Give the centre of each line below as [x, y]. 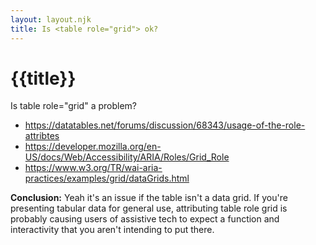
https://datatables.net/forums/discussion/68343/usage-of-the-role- [165, 125]
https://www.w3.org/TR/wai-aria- [93, 168]
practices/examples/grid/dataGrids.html [107, 178]
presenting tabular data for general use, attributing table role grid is [149, 208]
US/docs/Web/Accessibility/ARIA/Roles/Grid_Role [127, 157]
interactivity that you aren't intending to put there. [112, 230]
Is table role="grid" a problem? [73, 106]
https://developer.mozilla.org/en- [93, 147]
